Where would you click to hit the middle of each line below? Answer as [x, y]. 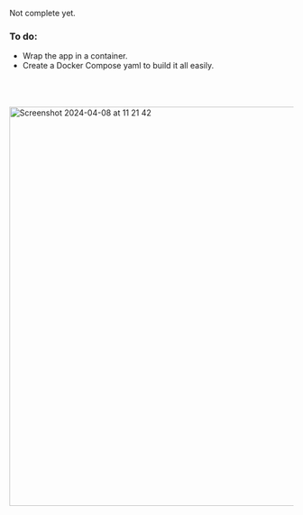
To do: [23, 36]
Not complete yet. [43, 13]
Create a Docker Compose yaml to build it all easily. [118, 66]
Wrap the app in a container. [75, 56]
